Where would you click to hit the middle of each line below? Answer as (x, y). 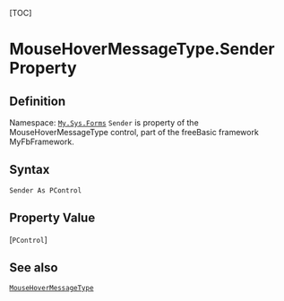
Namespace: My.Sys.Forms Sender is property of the (104, 123)
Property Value (52, 218)
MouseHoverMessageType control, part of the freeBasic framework (134, 132)
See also (34, 268)
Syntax (30, 170)
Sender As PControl (46, 190)
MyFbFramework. (42, 142)
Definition (37, 101)
